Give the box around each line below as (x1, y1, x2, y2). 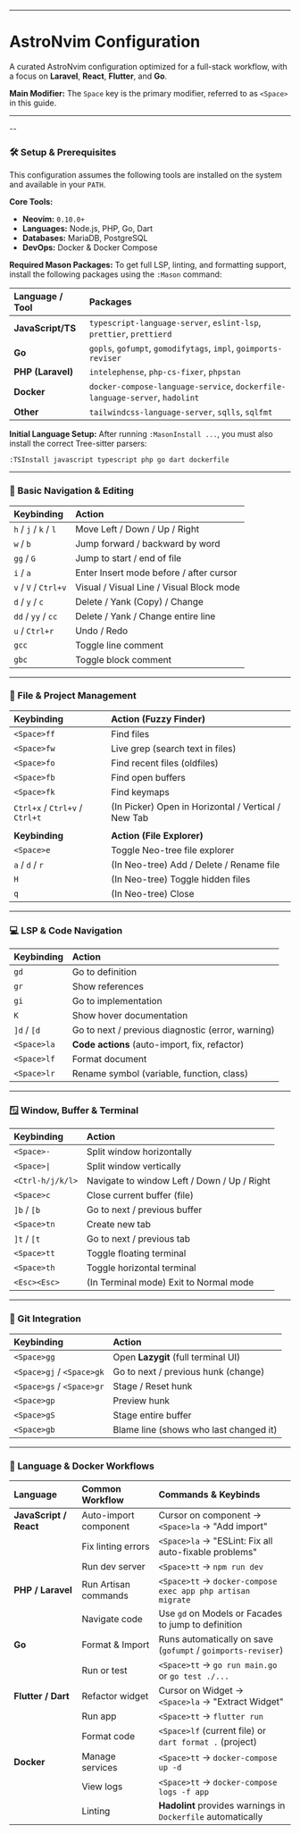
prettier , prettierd (88, 328, 172, 340)
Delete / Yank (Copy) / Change (75, 595, 204, 607)
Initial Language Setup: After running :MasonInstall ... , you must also (9, 429, 274, 440)
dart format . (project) (158, 1736, 257, 1748)
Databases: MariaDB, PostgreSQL (21, 233, 148, 244)
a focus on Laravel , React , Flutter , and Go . (9, 71, 168, 81)
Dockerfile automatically (158, 1811, 263, 1823)
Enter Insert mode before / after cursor (75, 566, 237, 579)
